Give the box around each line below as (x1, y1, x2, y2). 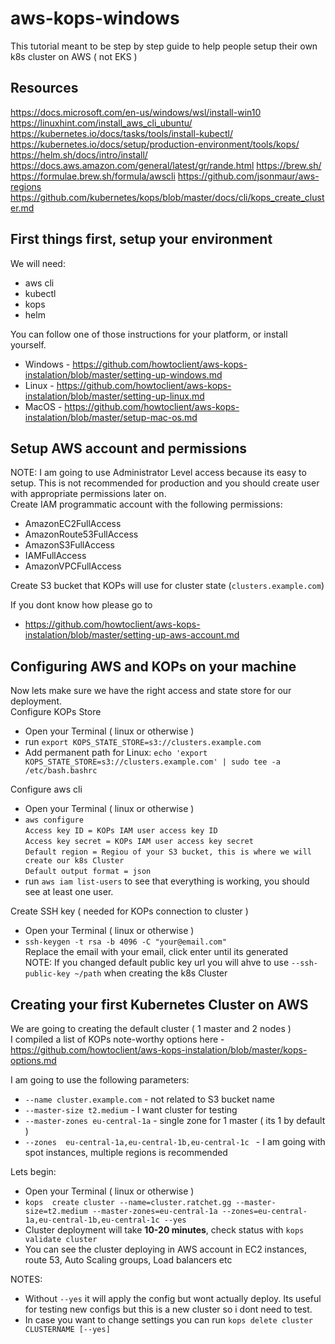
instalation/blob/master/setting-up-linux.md (24, 390, 205, 402)
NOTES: (10, 1273, 43, 1285)
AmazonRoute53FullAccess (24, 528, 139, 541)
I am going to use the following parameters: (10, 1074, 190, 1086)
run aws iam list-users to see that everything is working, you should (24, 875, 310, 887)
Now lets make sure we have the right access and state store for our (10, 685, 292, 697)
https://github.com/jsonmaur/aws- (177, 170, 320, 182)
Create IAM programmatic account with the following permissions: (10, 498, 283, 511)
